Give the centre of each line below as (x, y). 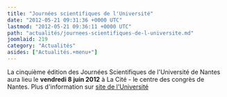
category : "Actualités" (42, 46)
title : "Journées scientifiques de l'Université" (81, 14)
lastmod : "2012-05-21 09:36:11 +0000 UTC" (69, 26)
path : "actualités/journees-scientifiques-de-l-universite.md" (101, 33)
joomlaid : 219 (28, 39)
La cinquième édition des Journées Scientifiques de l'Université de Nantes (114, 72)
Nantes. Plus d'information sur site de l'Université (78, 87)
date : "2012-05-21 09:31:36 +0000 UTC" (65, 20)
